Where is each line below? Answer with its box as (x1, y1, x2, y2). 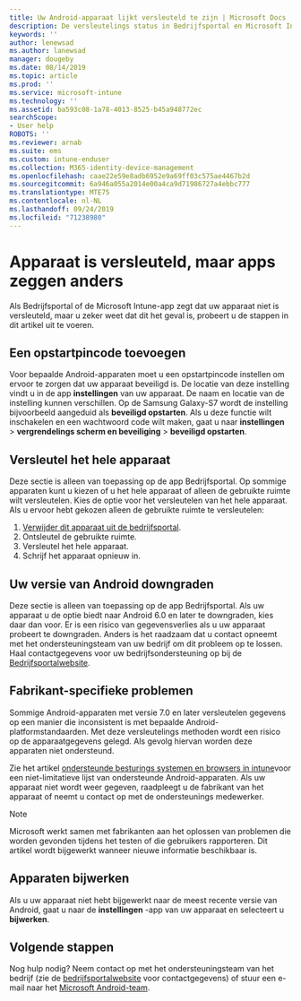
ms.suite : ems (9, 146, 63, 155)
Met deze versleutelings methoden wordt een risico (90, 726, 280, 737)
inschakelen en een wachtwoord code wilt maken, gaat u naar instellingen (9, 417, 285, 427)
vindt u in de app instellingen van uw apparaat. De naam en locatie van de (9, 388, 285, 399)
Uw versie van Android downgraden (9, 576, 215, 591)
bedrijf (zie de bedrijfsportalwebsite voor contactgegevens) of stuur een (9, 973, 276, 984)
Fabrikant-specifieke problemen (9, 683, 194, 699)
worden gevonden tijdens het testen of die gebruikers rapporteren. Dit (9, 835, 268, 846)
